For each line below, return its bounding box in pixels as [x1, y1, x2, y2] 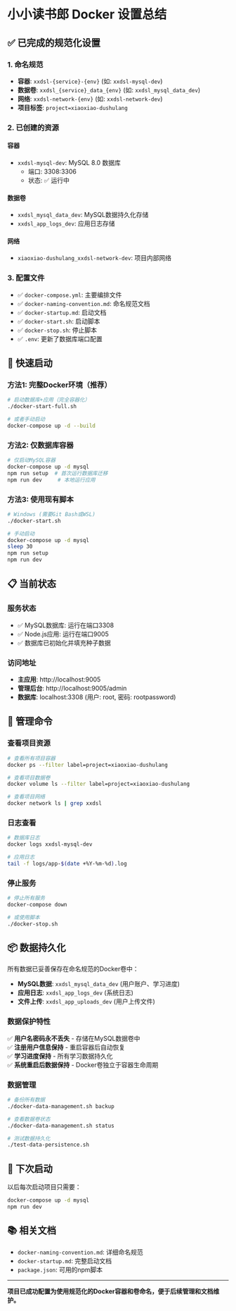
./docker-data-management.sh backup [7, 1102, 114, 1110]
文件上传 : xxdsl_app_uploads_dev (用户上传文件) [17, 997, 156, 1006]
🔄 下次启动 [7, 1162, 53, 1174]
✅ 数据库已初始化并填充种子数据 [17, 639, 111, 647]
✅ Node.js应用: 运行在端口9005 [17, 629, 109, 638]
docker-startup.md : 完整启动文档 [17, 1256, 112, 1265]
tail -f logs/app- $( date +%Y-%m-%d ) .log [7, 860, 128, 867]
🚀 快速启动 [7, 357, 53, 369]
